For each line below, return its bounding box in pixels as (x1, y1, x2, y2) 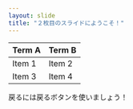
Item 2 (48, 57, 74, 68)
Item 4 (48, 71, 74, 82)
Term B (48, 45, 77, 56)
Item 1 (12, 57, 37, 68)
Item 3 (12, 71, 37, 82)
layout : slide (8, 11, 56, 20)
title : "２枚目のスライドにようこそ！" (8, 19, 124, 27)
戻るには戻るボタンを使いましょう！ (8, 92, 128, 102)
